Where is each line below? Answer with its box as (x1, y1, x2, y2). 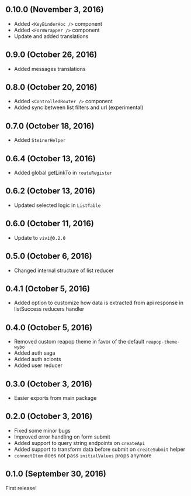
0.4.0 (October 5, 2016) (5, 322, 93, 332)
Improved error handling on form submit (13, 433, 110, 440)
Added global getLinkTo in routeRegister (13, 169, 113, 176)
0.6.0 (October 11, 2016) (5, 219, 95, 229)
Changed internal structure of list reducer (13, 267, 114, 274)
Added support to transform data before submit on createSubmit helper (13, 446, 186, 453)
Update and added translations (13, 32, 89, 40)
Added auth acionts (13, 356, 61, 363)
